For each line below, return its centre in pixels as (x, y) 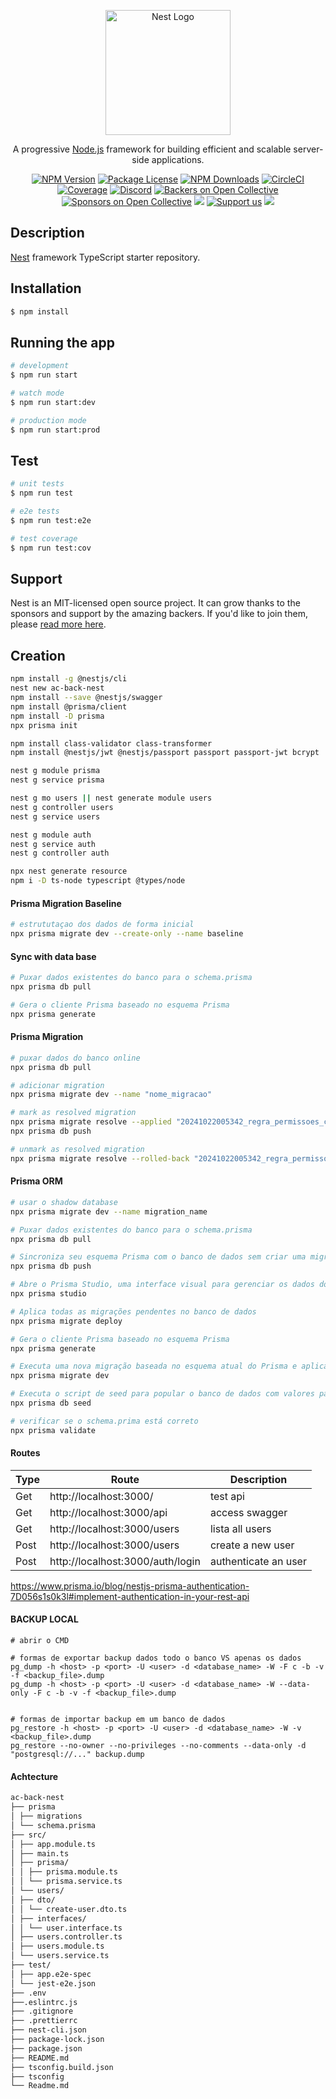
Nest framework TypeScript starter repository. (105, 257)
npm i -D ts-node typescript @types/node (98, 881)
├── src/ (28, 1835)
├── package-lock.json (57, 2040)
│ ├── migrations (46, 1816)
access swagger (248, 1512)
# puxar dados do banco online (75, 1058)
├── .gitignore (42, 2011)
